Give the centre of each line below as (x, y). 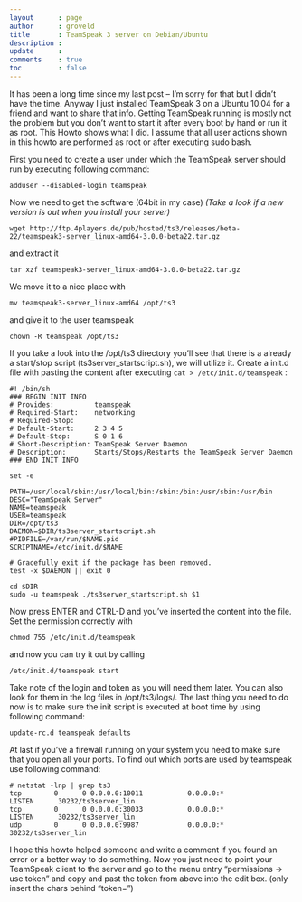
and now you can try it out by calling (77, 654)
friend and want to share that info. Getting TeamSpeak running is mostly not (151, 113)
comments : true (46, 60)
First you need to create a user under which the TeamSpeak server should (148, 159)
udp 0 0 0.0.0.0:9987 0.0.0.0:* (117, 825)
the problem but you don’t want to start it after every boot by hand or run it (148, 122)
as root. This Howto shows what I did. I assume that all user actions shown (148, 132)
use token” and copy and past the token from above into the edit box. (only (149, 879)
